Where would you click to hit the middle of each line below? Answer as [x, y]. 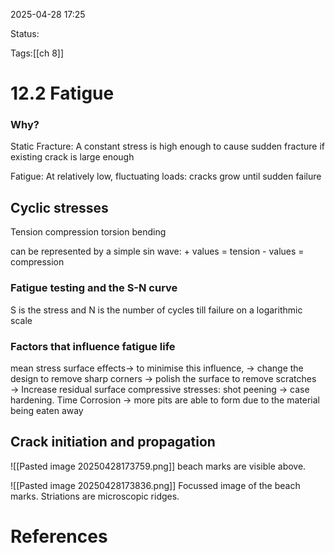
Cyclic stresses [59, 207]
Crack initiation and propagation [113, 442]
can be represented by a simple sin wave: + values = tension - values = [157, 251]
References [59, 536]
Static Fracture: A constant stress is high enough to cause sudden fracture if [167, 146]
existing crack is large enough [72, 157]
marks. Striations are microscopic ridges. [95, 496]
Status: [25, 33]
